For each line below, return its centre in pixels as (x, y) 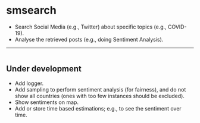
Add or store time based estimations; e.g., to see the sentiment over (98, 108)
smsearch (31, 10)
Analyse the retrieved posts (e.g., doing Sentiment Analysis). (89, 39)
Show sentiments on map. (47, 102)
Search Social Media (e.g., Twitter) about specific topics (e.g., (90, 27)
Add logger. (29, 83)
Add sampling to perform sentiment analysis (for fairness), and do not (100, 89)
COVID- (177, 27)
